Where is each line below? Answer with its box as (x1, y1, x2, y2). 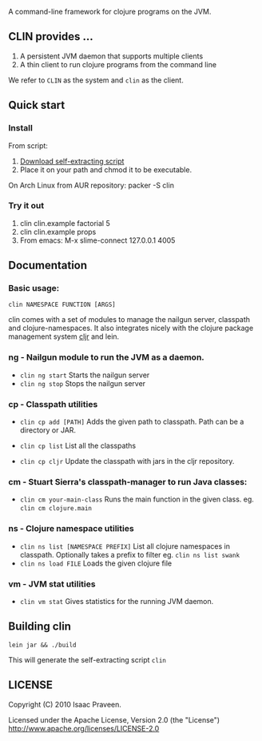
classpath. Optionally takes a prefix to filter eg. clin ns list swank (19, 550, 240, 559)
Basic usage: (8, 283, 60, 294)
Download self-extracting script (19, 156, 125, 166)
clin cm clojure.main (19, 505, 92, 513)
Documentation (8, 259, 88, 272)
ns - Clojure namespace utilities (8, 523, 134, 534)
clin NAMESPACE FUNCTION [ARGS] (8, 300, 116, 309)
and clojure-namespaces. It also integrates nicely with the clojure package (8, 324, 254, 333)
